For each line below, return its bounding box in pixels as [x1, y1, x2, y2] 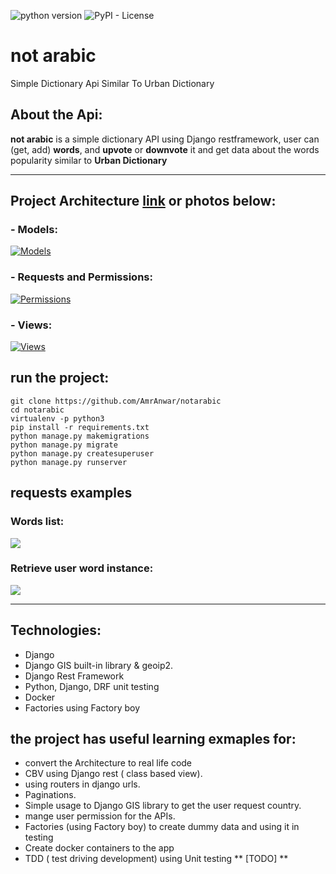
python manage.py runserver [10, 457, 128, 467]
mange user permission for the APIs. [24, 810, 176, 822]
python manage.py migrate [10, 440, 118, 450]
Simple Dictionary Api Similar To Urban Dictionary [10, 77, 215, 89]
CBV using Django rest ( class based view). [24, 768, 203, 780]
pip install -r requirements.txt [10, 422, 150, 432]
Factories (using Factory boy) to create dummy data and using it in [24, 821, 300, 833]
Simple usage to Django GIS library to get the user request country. [24, 800, 302, 812]
